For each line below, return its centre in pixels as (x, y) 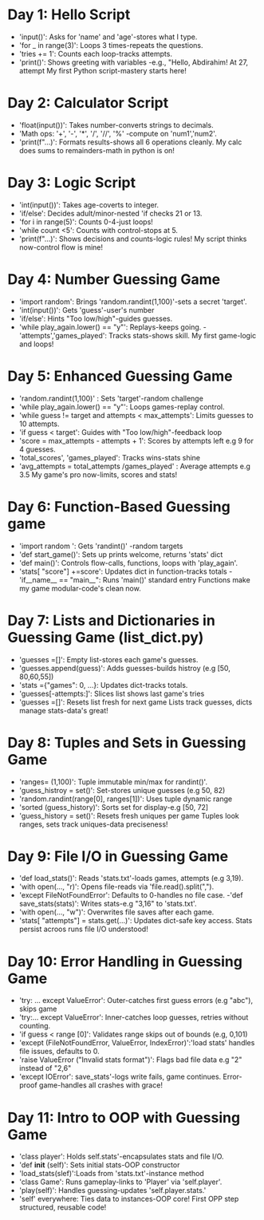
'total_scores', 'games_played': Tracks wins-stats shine (110, 457)
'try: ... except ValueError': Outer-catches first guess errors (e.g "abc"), (136, 1001)
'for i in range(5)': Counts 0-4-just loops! (86, 222)
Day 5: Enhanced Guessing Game (120, 376)
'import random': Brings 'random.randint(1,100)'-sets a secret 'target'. (133, 302)
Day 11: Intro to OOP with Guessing (124, 1117)
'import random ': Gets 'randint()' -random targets (101, 546)
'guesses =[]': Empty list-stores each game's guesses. (108, 659)
